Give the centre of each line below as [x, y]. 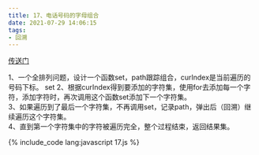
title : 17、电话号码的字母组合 [54, 15]
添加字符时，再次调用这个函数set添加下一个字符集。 [107, 97]
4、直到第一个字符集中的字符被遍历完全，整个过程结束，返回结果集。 [121, 127]
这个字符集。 [50, 117]
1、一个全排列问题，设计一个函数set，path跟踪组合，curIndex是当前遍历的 [129, 77]
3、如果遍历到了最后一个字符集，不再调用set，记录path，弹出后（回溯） [126, 107]
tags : [17, 30]
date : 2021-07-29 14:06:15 [53, 23]
